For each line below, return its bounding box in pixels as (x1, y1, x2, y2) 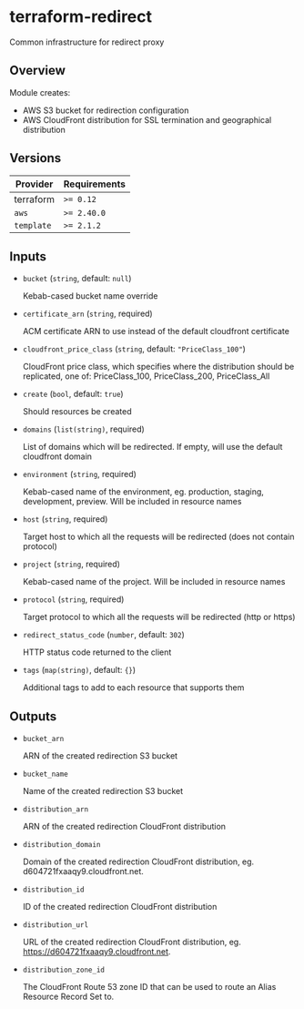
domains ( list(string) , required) (22, 423, 146, 434)
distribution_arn (22, 805, 89, 814)
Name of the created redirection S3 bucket (22, 786, 184, 797)
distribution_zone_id (22, 965, 105, 975)
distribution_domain (22, 841, 101, 850)
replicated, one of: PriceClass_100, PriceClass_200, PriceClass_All (22, 371, 270, 382)
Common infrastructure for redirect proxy (9, 36, 165, 47)
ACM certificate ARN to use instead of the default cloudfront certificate (22, 326, 289, 337)
